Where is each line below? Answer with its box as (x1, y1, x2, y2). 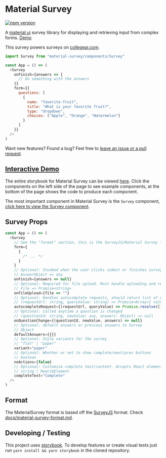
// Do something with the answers (18, 77, 90, 82)
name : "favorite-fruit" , (27, 99, 79, 104)
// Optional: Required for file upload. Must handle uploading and (14, 281, 156, 286)
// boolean (14, 355, 37, 360)
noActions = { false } (14, 360, 52, 365)
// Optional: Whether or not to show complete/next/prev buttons (14, 350, 152, 356)
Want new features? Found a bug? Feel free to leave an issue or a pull (5, 145, 147, 151)
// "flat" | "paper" (14, 341, 56, 346)
